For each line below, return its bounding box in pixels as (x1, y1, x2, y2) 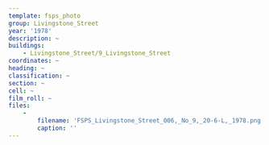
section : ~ (8, 79, 45, 87)
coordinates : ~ (8, 57, 60, 65)
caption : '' (37, 124, 78, 132)
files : (8, 101, 31, 110)
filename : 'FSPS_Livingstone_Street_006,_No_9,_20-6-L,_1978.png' (37, 117, 265, 125)
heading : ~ (8, 64, 45, 72)
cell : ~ (8, 86, 35, 95)
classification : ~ (8, 72, 70, 80)
